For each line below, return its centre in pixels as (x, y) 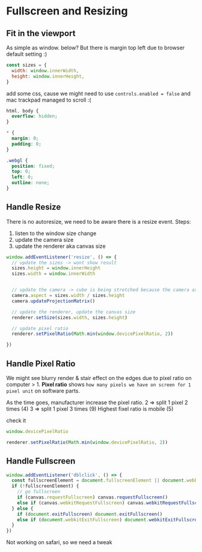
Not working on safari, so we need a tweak (59, 542)
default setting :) (26, 54)
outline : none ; (31, 183)
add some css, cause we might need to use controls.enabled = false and (99, 93)
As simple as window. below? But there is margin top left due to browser (96, 48)
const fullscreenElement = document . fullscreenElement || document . (99, 480)
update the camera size (44, 239)
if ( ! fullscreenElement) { (45, 486)
